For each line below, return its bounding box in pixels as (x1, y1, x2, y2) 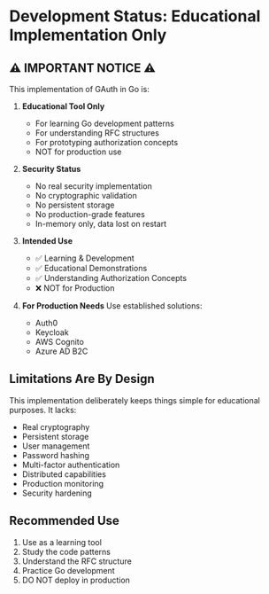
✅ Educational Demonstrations (35, 263, 148, 273)
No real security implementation (35, 181, 152, 191)
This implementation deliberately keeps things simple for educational (9, 395, 261, 405)
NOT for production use (35, 146, 122, 157)
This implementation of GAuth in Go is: (9, 84, 150, 94)
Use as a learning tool (21, 536, 102, 547)
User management (21, 441, 90, 451)
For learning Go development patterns (35, 118, 174, 129)
